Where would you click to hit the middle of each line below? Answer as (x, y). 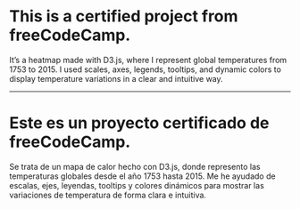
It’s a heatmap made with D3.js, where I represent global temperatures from (148, 60)
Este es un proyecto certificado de (139, 123)
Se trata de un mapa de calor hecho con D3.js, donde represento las (135, 166)
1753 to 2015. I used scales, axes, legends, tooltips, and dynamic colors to (145, 69)
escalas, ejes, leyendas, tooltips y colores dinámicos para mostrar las (137, 185)
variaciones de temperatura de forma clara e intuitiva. (108, 195)
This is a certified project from (124, 16)
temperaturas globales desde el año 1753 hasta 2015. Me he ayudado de (142, 176)
